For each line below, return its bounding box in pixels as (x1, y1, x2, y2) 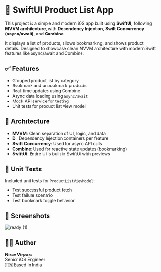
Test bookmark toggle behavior (12, 198, 75, 204)
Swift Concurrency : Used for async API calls (12, 140, 102, 146)
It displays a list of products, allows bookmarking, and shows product (5, 40, 144, 46)
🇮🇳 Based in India (5, 262, 42, 268)
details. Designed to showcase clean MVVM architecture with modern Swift (5, 45, 156, 51)
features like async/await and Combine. (5, 51, 84, 56)
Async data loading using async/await (12, 93, 88, 99)
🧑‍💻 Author (5, 238, 37, 247)
